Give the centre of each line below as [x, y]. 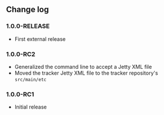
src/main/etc [30, 79]
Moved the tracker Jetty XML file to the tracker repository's [86, 73]
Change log [28, 10]
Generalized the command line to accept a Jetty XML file [83, 67]
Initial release [30, 107]
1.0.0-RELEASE [28, 26]
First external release [40, 39]
